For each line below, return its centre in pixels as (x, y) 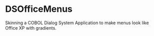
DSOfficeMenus (39, 9)
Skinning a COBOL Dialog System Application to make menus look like (77, 23)
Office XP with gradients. (31, 28)
